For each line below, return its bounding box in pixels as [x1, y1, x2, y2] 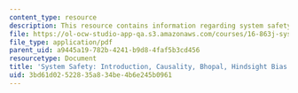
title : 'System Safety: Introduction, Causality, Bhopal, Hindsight [9, 63, 268, 72]
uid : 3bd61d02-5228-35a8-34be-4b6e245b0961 [9, 71, 173, 80]
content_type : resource [9, 12, 98, 22]
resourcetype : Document [9, 54, 98, 63]
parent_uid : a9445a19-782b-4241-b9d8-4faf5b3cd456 [9, 46, 200, 55]
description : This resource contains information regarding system [9, 21, 264, 30]
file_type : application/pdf [9, 37, 114, 47]
